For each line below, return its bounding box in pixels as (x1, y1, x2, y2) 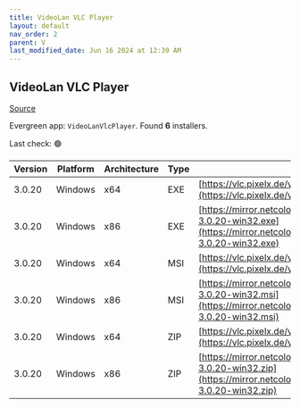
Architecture (104, 162, 159, 175)
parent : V (9, 37, 46, 47)
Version (13, 162, 48, 175)
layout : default (9, 21, 70, 30)
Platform (56, 162, 96, 175)
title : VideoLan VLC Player (9, 12, 114, 22)
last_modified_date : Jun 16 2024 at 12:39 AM (9, 46, 181, 55)
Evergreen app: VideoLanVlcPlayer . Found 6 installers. (9, 120, 208, 130)
